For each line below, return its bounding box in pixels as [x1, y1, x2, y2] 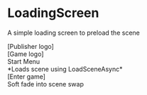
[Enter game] [7, 72, 46, 81]
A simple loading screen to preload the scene [7, 28, 140, 37]
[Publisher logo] [7, 42, 55, 50]
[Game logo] [7, 50, 44, 58]
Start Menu [7, 57, 40, 65]
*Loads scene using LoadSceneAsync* [7, 65, 123, 73]
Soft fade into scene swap [7, 79, 84, 88]
